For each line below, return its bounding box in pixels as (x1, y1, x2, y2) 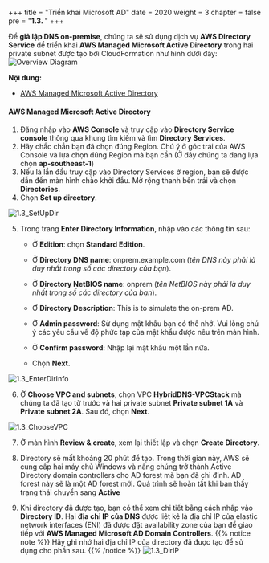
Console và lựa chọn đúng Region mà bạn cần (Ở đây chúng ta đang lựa (19, 150, 259, 160)
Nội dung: (8, 73, 43, 82)
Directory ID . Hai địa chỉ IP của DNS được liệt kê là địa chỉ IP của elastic (19, 512, 259, 521)
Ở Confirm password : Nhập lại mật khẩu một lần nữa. (31, 343, 210, 353)
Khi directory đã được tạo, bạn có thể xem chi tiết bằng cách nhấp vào (19, 503, 253, 513)
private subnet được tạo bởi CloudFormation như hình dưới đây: (8, 49, 218, 58)
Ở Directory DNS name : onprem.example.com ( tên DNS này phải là (31, 255, 256, 265)
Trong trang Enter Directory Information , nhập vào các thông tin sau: (19, 224, 251, 234)
